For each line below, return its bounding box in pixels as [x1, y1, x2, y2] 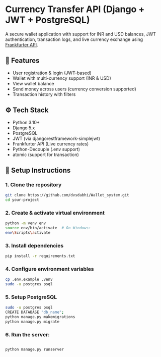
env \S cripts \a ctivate [5, 230, 51, 235]
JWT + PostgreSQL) [5, 14, 90, 26]
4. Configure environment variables [5, 266, 94, 273]
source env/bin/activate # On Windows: [5, 226, 92, 231]
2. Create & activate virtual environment [5, 209, 105, 216]
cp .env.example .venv [5, 277, 53, 282]
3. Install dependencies [5, 242, 64, 249]
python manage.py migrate [5, 319, 59, 324]
